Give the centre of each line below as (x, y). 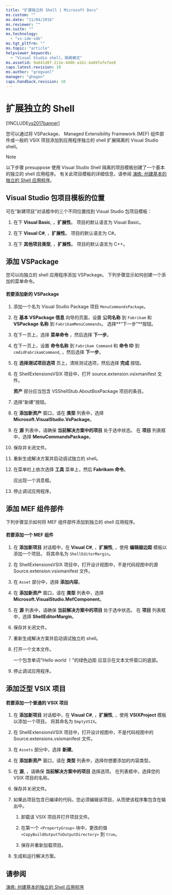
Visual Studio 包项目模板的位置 (55, 198)
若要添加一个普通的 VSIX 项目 (37, 703)
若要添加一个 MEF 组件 (30, 534)
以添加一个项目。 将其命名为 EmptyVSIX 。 (56, 722)
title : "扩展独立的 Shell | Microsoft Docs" (52, 10)
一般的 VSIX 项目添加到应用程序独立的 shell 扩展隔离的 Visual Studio (87, 140)
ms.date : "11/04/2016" (30, 19)
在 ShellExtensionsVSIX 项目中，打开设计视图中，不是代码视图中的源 (85, 564)
